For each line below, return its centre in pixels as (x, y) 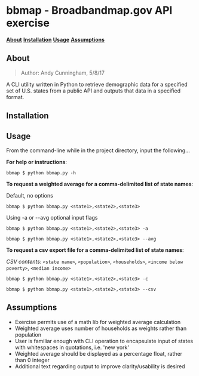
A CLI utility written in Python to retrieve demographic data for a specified (97, 84)
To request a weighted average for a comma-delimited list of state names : (100, 184)
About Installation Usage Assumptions (56, 39)
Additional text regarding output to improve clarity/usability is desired (100, 366)
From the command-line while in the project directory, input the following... (98, 150)
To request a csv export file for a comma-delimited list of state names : (95, 250)
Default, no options (30, 195)
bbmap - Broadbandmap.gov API (89, 10)
